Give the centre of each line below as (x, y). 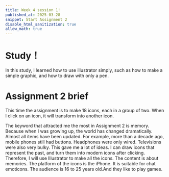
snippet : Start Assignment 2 (36, 19)
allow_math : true (24, 29)
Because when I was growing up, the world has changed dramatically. (79, 131)
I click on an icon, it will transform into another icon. (59, 116)
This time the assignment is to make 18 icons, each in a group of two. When (85, 110)
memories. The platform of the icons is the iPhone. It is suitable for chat (80, 163)
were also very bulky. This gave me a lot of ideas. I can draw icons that (80, 147)
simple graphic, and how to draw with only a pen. (57, 76)
